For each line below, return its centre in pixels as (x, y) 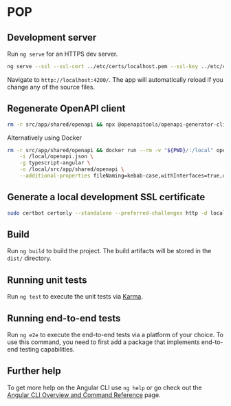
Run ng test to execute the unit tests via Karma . (75, 297)
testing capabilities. (47, 350)
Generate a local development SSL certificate (106, 197)
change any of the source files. (51, 87)
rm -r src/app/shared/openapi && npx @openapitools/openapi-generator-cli (117, 125)
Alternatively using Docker (45, 138)
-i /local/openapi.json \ (57, 157)
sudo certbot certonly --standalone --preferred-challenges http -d (107, 213)
